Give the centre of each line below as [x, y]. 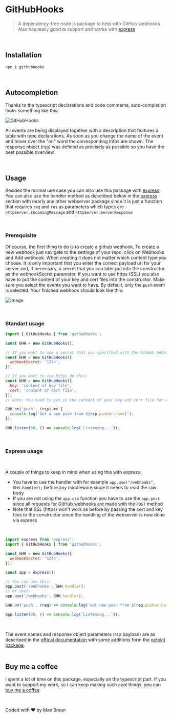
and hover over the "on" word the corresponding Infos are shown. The [79, 141]
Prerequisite [21, 235]
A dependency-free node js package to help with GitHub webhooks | [90, 24]
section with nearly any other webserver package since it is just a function [84, 202]
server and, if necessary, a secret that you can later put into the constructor [85, 268]
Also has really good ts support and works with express [77, 29]
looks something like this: [32, 110]
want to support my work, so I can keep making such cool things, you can [83, 684]
